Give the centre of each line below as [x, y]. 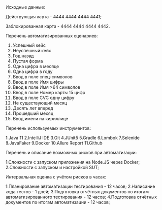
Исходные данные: [26, 7]
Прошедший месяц [33, 113]
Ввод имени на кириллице [40, 119]
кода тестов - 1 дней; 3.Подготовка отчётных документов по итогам [77, 192]
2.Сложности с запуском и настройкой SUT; [52, 167]
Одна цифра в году [33, 71]
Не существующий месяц [40, 103]
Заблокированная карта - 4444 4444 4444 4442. [58, 26]
